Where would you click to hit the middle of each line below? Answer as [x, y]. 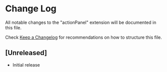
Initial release [26, 65]
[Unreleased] [26, 53]
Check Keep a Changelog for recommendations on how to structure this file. [84, 37]
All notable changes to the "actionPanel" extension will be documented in [81, 22]
